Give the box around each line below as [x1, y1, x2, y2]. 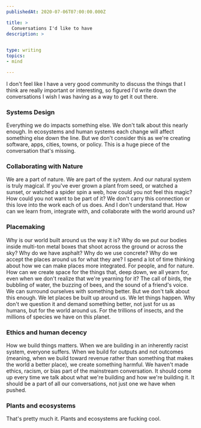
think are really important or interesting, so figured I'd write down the [6, 87, 176, 94]
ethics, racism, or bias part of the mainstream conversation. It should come [6, 367, 192, 374]
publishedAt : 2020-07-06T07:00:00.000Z [6, 8, 106, 15]
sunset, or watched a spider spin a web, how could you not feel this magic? [6, 189, 193, 196]
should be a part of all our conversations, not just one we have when [6, 380, 176, 387]
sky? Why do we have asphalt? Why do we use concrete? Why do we [6, 249, 178, 256]
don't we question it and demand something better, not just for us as [6, 300, 175, 307]
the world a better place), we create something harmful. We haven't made [6, 361, 189, 368]
